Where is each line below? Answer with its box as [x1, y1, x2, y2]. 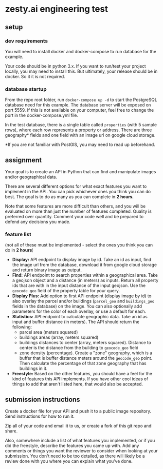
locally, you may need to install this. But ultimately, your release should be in [5, 68, 158, 74]
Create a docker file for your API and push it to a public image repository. [5, 408, 152, 414]
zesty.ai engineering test [5, 3, 108, 15]
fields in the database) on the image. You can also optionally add [12, 304, 142, 309]
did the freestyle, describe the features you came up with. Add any [5, 443, 140, 449]
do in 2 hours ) [5, 247, 34, 253]
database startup [5, 85, 47, 92]
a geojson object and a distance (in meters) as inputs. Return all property [12, 277, 159, 284]
